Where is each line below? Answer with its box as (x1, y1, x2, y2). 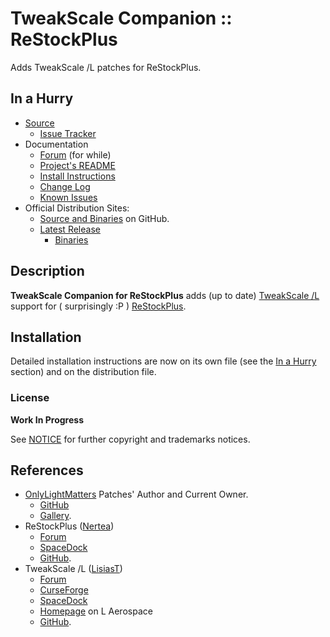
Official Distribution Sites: (24, 202, 130, 214)
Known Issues (39, 191, 98, 203)
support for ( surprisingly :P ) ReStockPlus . (10, 300, 187, 312)
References (10, 462, 84, 479)
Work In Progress (10, 413, 84, 426)
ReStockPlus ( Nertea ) (24, 520, 115, 532)
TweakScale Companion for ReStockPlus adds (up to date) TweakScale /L (10, 289, 320, 301)
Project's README (39, 159, 116, 171)
